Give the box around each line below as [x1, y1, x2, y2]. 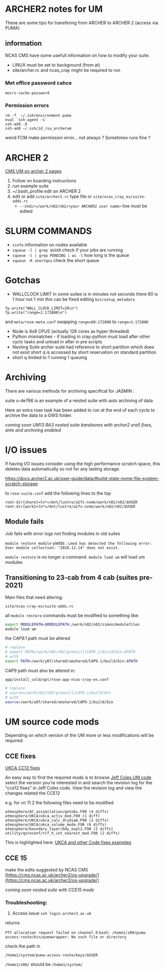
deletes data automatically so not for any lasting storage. [5, 466, 121, 472]
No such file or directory [71, 935, 127, 939]
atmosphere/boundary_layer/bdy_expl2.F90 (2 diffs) [5, 827, 113, 832]
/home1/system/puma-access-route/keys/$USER [5, 953, 98, 958]
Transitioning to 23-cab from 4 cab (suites [5, 573, 138, 582]
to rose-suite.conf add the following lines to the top [5, 490, 111, 496]
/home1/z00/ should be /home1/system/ [5, 962, 83, 968]
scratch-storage [5, 481, 38, 487]
